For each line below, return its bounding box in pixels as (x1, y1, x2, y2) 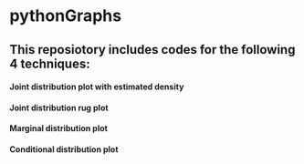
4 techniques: (9, 56, 90, 71)
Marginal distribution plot (9, 123, 108, 134)
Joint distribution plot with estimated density (9, 81, 184, 92)
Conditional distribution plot (9, 143, 119, 155)
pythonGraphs (9, 5, 121, 26)
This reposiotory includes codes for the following (9, 42, 296, 57)
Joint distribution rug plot (9, 102, 109, 113)
